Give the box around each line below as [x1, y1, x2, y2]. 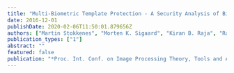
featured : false [7, 49, 54, 56]
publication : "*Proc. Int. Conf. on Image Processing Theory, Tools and [7, 56, 223, 63]
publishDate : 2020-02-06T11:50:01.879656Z [7, 23, 132, 30]
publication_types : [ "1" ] [7, 36, 82, 43]
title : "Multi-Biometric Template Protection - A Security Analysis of [7, 10, 219, 17]
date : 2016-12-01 [7, 17, 58, 24]
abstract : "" [7, 42, 45, 49]
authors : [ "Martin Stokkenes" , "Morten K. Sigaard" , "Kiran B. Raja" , [7, 29, 217, 37]
